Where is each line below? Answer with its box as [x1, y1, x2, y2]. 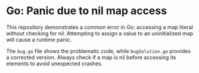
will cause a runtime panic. [6, 36, 72, 43]
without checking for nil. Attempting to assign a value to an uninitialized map [6, 29, 194, 36]
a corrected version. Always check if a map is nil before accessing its [6, 54, 176, 61]
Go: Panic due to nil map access [6, 4, 167, 18]
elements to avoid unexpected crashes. [6, 60, 103, 67]
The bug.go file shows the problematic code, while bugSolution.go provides [6, 47, 191, 54]
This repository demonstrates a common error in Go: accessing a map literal [6, 24, 194, 31]
